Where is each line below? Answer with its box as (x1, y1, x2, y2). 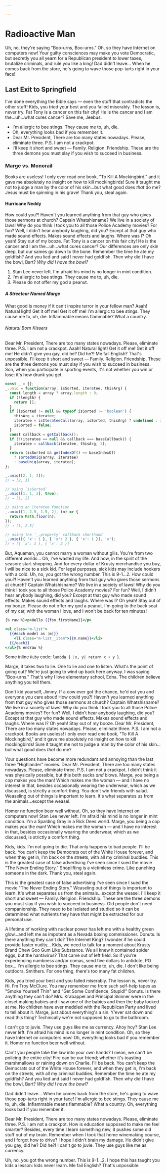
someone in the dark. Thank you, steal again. (5, 870, 97, 876)
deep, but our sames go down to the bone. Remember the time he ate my (5, 248, 154, 254)
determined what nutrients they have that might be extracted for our (5, 911, 144, 917)
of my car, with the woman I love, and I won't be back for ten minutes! (5, 608, 147, 614)
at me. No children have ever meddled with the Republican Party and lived (5, 1004, 156, 1010)
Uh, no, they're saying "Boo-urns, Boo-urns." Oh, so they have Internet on (5, 45, 156, 50)
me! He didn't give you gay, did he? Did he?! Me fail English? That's (5, 351, 142, 357)
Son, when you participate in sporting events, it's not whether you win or (5, 367, 153, 373)
